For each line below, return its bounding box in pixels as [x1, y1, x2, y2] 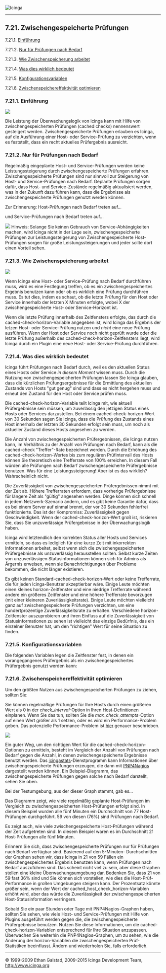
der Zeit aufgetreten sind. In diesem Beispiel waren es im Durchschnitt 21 [5, 828, 154, 834]
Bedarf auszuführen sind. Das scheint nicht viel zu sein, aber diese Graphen [5, 864, 160, 870]
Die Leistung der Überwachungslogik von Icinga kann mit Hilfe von [5, 118, 141, 124]
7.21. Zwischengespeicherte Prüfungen [5, 24, 129, 32]
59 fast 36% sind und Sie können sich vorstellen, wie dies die [5, 875, 130, 881]
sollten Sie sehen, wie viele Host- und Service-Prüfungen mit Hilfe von [5, 911, 149, 917]
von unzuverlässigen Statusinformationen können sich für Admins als [5, 556, 147, 561]
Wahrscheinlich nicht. [5, 473, 49, 479]
